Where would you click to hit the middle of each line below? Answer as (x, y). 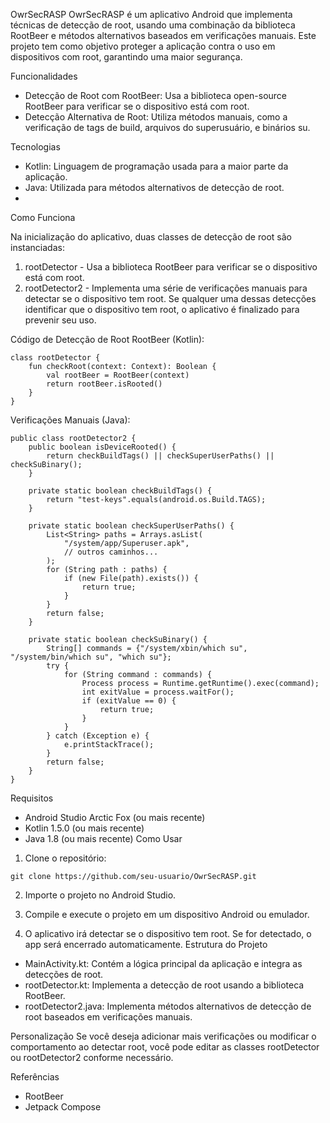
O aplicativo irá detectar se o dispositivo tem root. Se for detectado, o (168, 933)
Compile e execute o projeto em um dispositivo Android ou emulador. (167, 914)
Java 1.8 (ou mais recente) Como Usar (103, 838)
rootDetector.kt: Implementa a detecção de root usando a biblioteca (164, 985)
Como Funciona (43, 217)
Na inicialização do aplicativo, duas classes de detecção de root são (151, 237)
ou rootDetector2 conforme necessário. (92, 1057)
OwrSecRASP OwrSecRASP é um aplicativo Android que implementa (151, 14)
